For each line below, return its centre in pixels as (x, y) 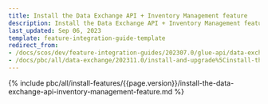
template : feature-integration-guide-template (87, 38)
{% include (26, 83)
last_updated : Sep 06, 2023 (55, 30)
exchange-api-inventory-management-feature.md (91, 91)
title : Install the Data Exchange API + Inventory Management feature (128, 16)
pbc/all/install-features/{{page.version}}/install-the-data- (140, 83)
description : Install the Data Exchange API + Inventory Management (124, 23)
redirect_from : (33, 46)
